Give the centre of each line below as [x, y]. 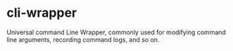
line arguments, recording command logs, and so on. [83, 39]
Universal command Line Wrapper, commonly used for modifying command [116, 32]
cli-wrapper [42, 13]
